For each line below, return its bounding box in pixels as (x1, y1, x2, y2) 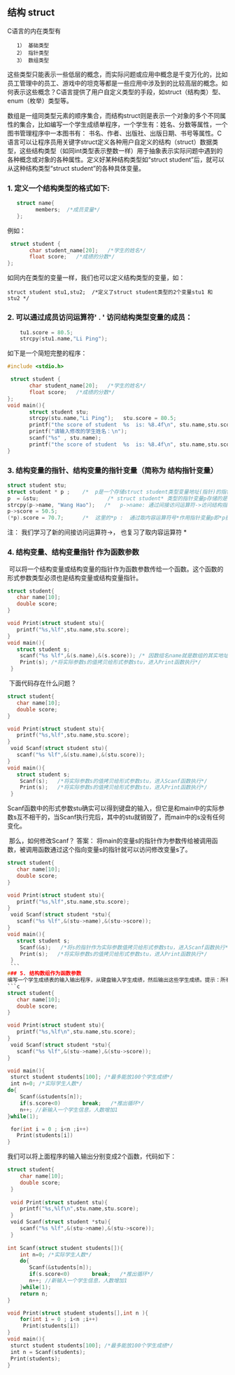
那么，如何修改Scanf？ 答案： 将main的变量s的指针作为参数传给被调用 (8, 836, 212, 845)
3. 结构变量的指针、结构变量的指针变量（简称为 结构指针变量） (7, 466, 218, 475)
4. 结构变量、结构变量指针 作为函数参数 (7, 547, 140, 557)
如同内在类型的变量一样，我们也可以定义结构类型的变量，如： (7, 273, 185, 282)
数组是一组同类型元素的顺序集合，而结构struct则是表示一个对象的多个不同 (7, 111, 220, 119)
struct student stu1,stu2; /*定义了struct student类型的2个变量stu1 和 (7, 289, 213, 296)
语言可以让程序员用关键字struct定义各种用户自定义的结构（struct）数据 (7, 138, 213, 146)
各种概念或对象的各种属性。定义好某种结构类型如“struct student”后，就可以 (7, 155, 225, 164)
